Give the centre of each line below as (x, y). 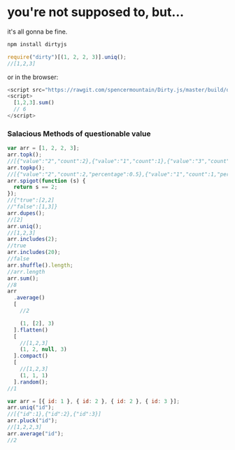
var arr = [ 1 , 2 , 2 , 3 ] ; (43, 148)
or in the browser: (33, 77)
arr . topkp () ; (26, 168)
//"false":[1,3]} (33, 207)
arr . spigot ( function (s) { (47, 181)
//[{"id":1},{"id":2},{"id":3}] (54, 414)
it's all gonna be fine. (37, 31)
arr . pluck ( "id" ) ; (33, 421)
